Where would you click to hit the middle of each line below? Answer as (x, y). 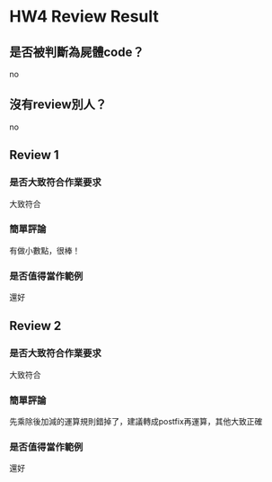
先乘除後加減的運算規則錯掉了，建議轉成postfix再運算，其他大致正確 (136, 422)
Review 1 (35, 155)
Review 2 (35, 326)
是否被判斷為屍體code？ (77, 52)
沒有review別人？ (58, 105)
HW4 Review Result (84, 17)
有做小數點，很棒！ (45, 250)
